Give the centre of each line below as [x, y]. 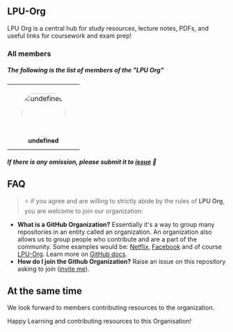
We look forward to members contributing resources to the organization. [111, 307]
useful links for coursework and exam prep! [70, 35]
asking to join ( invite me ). [53, 269]
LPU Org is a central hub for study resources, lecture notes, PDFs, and [108, 28]
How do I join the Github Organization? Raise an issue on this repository [121, 262]
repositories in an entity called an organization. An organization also [114, 232]
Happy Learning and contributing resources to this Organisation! [99, 321]
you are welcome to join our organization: [84, 211]
